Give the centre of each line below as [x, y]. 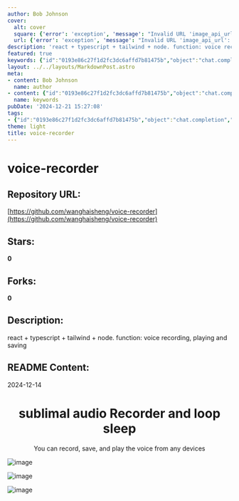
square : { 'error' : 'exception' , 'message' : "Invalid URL [100, 34]
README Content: [48, 368]
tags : [15, 113]
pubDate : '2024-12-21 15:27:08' [55, 107]
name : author [33, 87]
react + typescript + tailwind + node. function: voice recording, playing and [117, 337]
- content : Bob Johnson [43, 80]
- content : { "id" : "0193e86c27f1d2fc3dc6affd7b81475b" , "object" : [105, 93]
